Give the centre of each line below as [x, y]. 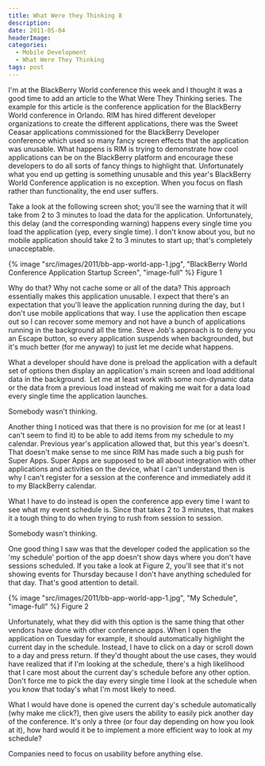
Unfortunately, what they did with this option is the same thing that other [126, 622]
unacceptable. [32, 248]
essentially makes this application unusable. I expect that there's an [119, 296]
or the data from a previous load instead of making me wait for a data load [129, 387]
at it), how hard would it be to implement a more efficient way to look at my [131, 729]
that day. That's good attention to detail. [73, 582]
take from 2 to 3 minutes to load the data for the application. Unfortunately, [131, 214]
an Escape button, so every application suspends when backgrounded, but [131, 338]
